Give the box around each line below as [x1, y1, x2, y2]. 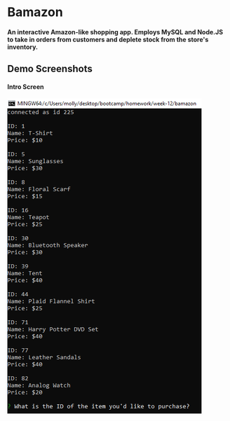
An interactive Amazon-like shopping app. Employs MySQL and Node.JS [7, 27, 223, 36]
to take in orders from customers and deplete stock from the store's [7, 35, 209, 43]
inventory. [7, 43, 39, 51]
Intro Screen [7, 82, 44, 91]
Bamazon [7, 4, 63, 20]
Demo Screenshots [7, 63, 93, 75]
